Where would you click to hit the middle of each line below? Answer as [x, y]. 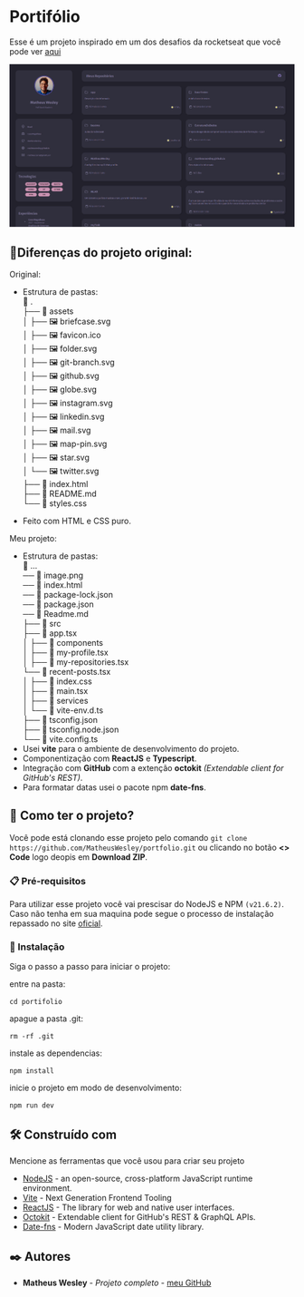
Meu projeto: [33, 538]
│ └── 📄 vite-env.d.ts [63, 710]
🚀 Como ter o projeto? [72, 816]
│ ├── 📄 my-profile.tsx [65, 652]
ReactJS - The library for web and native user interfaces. [128, 1207]
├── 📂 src [42, 623]
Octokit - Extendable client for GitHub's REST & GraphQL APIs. [139, 1217]
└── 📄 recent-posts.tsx [66, 671]
